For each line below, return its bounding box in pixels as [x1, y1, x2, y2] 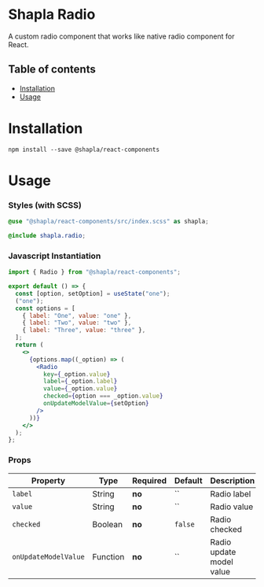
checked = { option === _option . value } [42, 392, 163, 401]
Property [31, 474, 65, 485]
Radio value [210, 501, 254, 512]
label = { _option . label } [42, 378, 118, 386]
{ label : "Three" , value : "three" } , [22, 327, 146, 334]
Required [132, 474, 167, 485]
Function [92, 551, 125, 562]
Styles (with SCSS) [8, 199, 82, 210]
